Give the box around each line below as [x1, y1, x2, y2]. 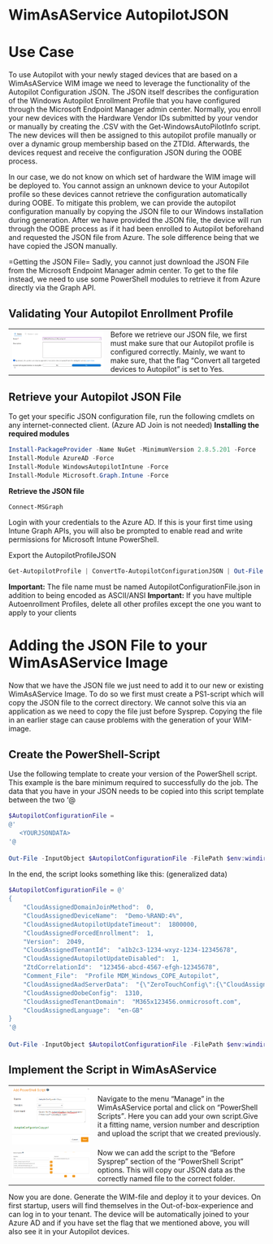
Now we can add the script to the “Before [97, 1148, 236, 1158]
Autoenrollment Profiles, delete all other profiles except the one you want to [8, 600, 262, 609]
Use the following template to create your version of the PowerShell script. [8, 769, 258, 779]
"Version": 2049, [23, 937, 85, 945]
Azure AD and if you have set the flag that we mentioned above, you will [8, 1218, 250, 1228]
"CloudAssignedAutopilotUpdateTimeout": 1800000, [23, 920, 198, 928]
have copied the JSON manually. [8, 242, 118, 251]
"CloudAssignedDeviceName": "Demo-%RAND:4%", [23, 911, 184, 920]
